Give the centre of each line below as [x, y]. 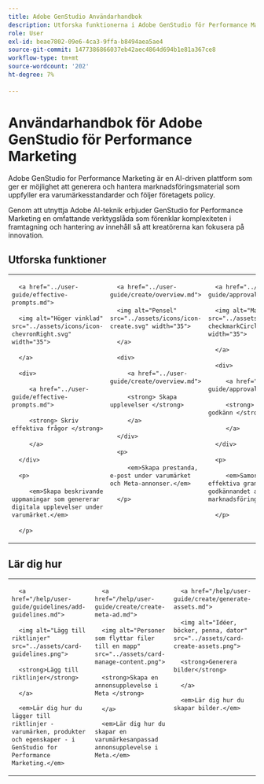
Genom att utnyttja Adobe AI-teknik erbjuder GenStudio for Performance [126, 210]
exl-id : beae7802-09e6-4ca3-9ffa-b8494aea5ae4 [86, 42]
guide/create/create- [130, 607]
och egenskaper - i [43, 740]
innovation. [26, 235]
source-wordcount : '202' [49, 67]
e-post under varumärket [150, 476]
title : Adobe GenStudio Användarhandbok [75, 17]
